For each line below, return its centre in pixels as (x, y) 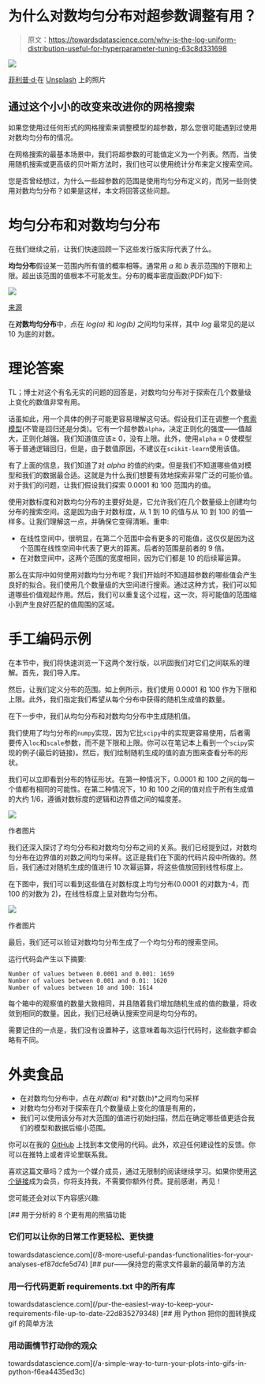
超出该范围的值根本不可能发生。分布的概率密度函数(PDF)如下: (122, 275)
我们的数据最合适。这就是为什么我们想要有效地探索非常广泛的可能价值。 (139, 475)
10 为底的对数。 (34, 333)
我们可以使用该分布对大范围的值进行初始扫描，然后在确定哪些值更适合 (134, 1118)
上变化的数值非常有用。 (46, 402)
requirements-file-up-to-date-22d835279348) (84, 1314)
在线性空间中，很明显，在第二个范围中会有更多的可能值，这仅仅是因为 (134, 538)
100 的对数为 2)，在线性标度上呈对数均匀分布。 (85, 893)
